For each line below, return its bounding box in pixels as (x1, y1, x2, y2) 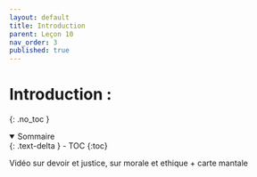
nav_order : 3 (9, 37, 58, 47)
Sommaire (17, 131, 55, 142)
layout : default (9, 12, 70, 22)
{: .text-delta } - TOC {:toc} (9, 141, 109, 151)
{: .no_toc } (9, 114, 50, 125)
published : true (9, 46, 70, 55)
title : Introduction (9, 21, 87, 30)
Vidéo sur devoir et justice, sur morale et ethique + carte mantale (9, 157, 248, 169)
